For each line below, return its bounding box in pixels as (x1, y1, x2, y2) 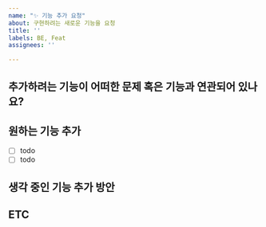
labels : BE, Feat (8, 33, 66, 42)
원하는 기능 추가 (8, 124, 81, 138)
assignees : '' (8, 41, 56, 49)
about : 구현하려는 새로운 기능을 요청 (8, 19, 116, 27)
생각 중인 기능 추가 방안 (8, 180, 116, 194)
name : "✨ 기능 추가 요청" (8, 11, 86, 20)
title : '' (8, 26, 42, 34)
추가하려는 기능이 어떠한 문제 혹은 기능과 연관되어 (8, 80, 236, 93)
